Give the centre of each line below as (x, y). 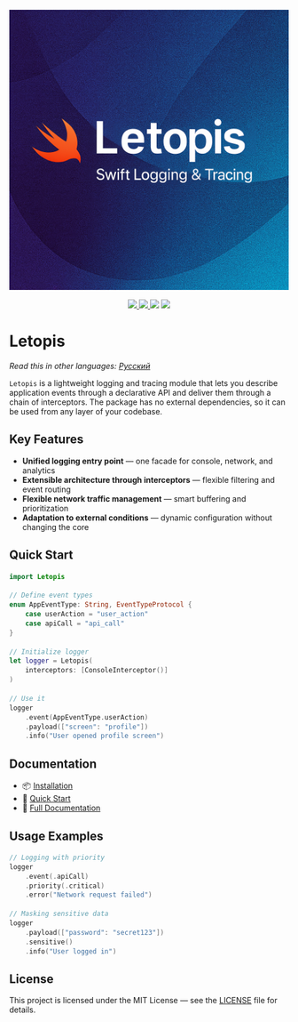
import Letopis (37, 576)
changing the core (55, 527)
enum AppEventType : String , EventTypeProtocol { (101, 605)
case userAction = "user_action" (87, 615)
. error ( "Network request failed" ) (89, 895)
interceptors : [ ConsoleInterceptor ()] (97, 671)
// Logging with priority (57, 857)
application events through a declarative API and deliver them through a (140, 392)
